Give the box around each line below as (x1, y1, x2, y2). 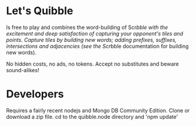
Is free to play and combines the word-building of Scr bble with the (6, 24, 168, 31)
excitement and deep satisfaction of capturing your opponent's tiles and (6, 30, 184, 37)
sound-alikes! (6, 66, 40, 73)
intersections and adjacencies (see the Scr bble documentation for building (6, 43, 189, 50)
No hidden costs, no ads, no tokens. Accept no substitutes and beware (6, 60, 179, 67)
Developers (6, 88, 64, 101)
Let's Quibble (6, 4, 73, 18)
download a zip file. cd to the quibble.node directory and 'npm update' (6, 113, 178, 120)
